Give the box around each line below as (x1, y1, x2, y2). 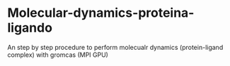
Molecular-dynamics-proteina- (7, 5, 195, 21)
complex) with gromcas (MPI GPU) (7, 51, 108, 59)
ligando (7, 20, 53, 36)
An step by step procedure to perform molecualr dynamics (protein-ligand (7, 43, 224, 51)
